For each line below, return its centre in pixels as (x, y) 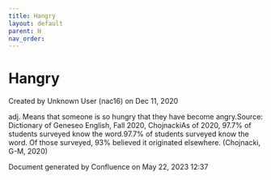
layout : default (36, 24)
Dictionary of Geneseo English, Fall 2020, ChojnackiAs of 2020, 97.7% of (130, 126)
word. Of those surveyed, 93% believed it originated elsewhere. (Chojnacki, (135, 143)
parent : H (25, 31)
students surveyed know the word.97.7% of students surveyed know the (129, 134)
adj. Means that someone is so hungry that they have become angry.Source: (135, 117)
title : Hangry (32, 16)
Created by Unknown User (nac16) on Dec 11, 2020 (93, 101)
